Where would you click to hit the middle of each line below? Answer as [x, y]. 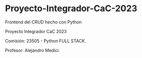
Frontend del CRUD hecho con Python [43, 22]
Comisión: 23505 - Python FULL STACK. [46, 41]
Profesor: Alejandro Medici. [32, 50]
